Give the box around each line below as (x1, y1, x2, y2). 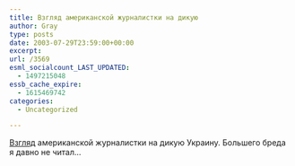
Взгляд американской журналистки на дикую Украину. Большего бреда (9, 137, 287, 148)
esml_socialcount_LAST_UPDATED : (9, 64, 130, 73)
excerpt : (9, 47, 42, 56)
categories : (9, 96, 54, 106)
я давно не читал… (9, 147, 82, 158)
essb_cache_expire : (9, 80, 82, 89)
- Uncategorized (17, 105, 78, 114)
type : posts (9, 30, 54, 39)
